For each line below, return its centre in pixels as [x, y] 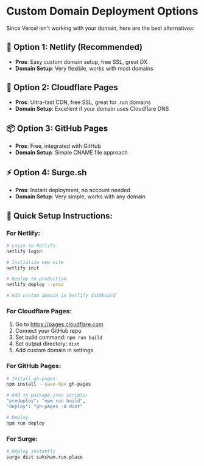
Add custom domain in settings [54, 350]
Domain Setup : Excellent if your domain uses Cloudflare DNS [92, 108]
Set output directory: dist [47, 344]
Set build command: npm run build [59, 337]
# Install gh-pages [31, 378]
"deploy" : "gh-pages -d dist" [45, 407]
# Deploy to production [37, 279]
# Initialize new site [35, 262]
